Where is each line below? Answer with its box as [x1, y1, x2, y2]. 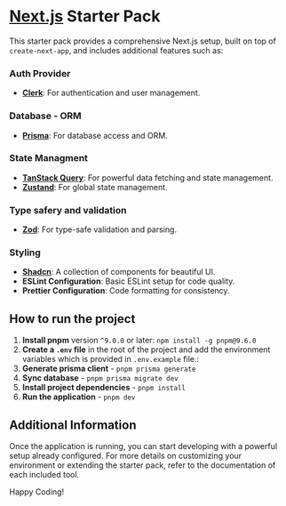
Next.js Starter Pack [9, 6, 161, 27]
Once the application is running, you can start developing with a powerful [9, 441, 278, 452]
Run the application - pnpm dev [21, 391, 136, 402]
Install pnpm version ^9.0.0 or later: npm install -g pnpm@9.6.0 [21, 335, 257, 346]
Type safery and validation [9, 204, 127, 216]
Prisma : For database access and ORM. [21, 130, 169, 141]
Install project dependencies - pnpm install [21, 382, 187, 393]
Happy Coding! [9, 486, 65, 497]
